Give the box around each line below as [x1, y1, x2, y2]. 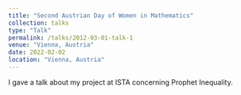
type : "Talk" [8, 26, 52, 34]
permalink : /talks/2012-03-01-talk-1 [8, 33, 134, 42]
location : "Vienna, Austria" [8, 56, 105, 64]
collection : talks [8, 19, 69, 27]
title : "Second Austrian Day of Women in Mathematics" [8, 11, 194, 20]
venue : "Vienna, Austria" [8, 41, 94, 49]
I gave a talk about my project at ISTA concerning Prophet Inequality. [8, 77, 233, 87]
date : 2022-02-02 [8, 48, 66, 56]
